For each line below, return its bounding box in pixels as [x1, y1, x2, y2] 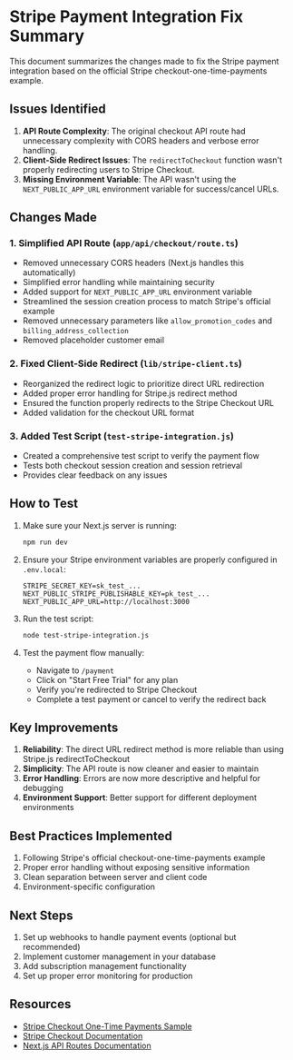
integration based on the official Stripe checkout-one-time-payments [9, 65, 268, 76]
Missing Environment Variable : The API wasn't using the [22, 173, 237, 184]
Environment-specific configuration [22, 881, 156, 892]
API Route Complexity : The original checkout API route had [22, 125, 246, 136]
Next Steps [9, 907, 73, 923]
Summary [9, 25, 84, 46]
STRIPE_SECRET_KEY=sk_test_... [22, 581, 142, 590]
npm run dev [22, 538, 68, 547]
